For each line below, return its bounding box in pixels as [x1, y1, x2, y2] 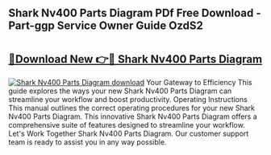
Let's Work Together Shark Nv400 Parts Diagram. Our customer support [8, 128, 249, 138]
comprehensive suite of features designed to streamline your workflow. [8, 120, 245, 129]
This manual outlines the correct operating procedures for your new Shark [8, 104, 256, 112]
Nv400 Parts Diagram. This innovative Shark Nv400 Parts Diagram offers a [8, 112, 258, 121]
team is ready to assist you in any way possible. [8, 137, 167, 147]
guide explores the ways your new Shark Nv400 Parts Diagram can [8, 86, 232, 96]
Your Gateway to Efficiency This [146, 78, 252, 87]
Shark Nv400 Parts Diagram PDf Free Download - [8, 6, 261, 20]
